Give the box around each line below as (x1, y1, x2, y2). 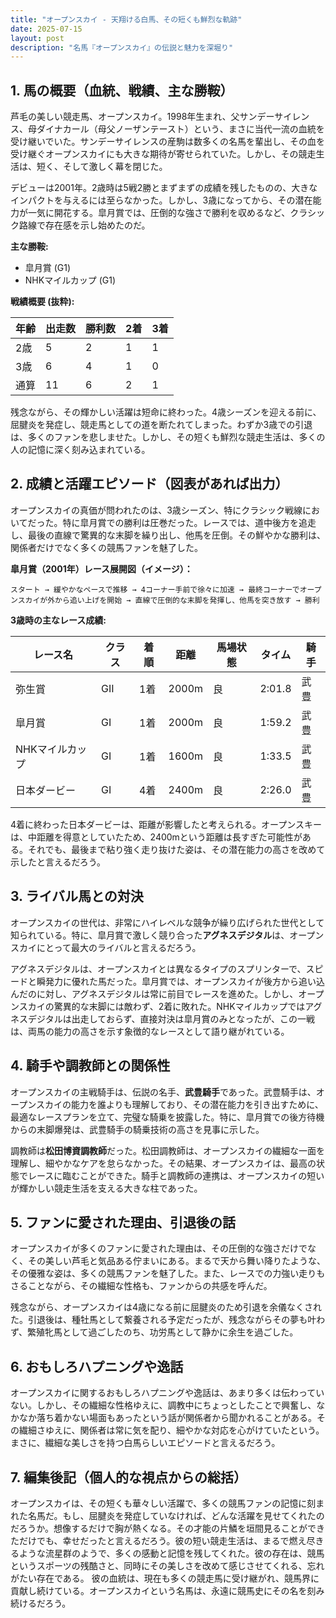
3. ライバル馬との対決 (10, 888, 144, 905)
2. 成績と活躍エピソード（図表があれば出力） (10, 476, 289, 493)
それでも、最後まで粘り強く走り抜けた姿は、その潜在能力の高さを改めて (27, 843, 326, 855)
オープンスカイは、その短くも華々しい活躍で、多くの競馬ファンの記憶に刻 (10, 1497, 317, 1509)
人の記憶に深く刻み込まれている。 (10, 444, 151, 456)
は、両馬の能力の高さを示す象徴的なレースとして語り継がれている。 (10, 1025, 290, 1037)
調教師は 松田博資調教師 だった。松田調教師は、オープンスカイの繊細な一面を (10, 1144, 325, 1156)
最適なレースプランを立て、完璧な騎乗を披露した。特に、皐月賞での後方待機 (10, 1111, 325, 1123)
